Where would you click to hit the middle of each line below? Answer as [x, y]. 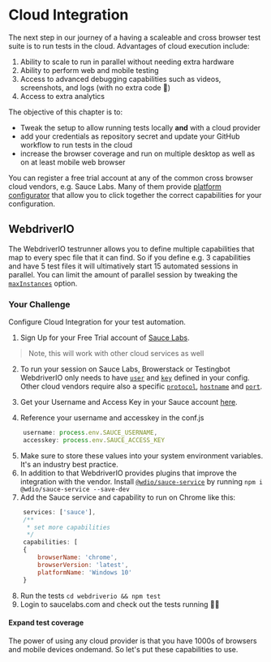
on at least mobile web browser [73, 162]
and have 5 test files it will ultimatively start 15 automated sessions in [123, 266]
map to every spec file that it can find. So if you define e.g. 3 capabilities [130, 257]
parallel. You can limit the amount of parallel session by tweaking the [123, 274]
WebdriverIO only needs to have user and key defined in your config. [135, 378]
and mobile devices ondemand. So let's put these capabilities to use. [123, 649]
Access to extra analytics [62, 96]
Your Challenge [39, 304]
